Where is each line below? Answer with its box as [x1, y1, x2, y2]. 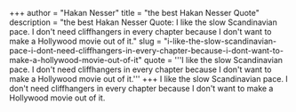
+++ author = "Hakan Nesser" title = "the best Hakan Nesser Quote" [9, 8, 260, 18]
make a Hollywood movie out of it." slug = [9, 36, 163, 46]
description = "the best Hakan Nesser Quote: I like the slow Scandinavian [9, 17, 277, 28]
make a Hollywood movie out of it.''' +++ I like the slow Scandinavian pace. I [9, 74, 289, 84]
